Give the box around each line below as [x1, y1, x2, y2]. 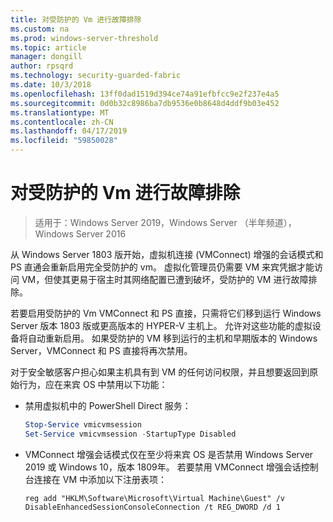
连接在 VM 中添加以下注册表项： [33, 473, 167, 485]
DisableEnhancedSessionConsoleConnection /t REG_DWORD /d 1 [24, 502, 281, 512]
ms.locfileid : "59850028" [10, 136, 118, 146]
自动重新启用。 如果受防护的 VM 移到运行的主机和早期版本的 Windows [27, 332, 318, 344]
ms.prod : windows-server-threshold [10, 33, 159, 43]
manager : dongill [10, 52, 83, 62]
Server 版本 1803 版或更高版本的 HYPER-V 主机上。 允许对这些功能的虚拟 [10, 319, 313, 331]
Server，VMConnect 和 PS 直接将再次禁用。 [10, 344, 193, 356]
